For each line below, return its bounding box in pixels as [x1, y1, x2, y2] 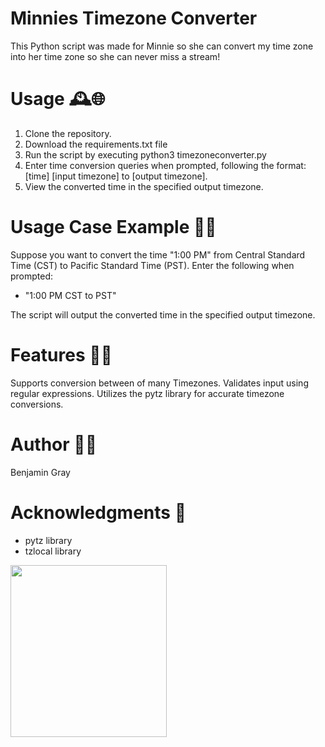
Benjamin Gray [10, 466, 71, 478]
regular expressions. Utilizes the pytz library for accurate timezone [10, 387, 285, 399]
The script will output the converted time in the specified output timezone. [10, 308, 316, 321]
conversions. [10, 398, 64, 410]
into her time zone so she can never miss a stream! [10, 50, 221, 62]
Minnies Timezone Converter [10, 7, 258, 30]
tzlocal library [24, 545, 82, 557]
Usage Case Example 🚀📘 [10, 216, 217, 239]
